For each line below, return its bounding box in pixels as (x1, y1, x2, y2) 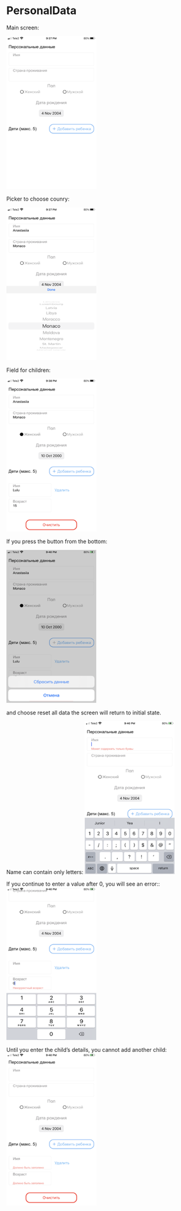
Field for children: (6, 366, 51, 374)
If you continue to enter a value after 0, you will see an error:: (6, 880, 160, 887)
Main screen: (6, 24, 40, 31)
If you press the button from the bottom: (6, 538, 108, 545)
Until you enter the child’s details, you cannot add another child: (6, 1046, 167, 1053)
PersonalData (6, 4, 77, 18)
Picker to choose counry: (6, 195, 70, 202)
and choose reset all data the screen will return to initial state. (6, 709, 161, 716)
